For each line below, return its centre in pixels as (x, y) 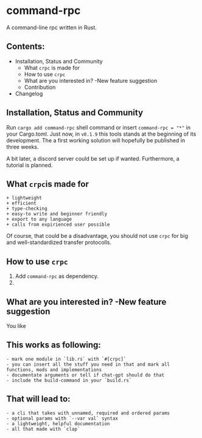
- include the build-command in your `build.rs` (69, 380)
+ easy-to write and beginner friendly (57, 214)
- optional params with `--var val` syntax (62, 418)
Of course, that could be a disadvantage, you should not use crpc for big (97, 236)
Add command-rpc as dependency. (57, 276)
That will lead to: (39, 399)
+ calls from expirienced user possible (58, 225)
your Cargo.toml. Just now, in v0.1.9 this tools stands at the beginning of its (101, 134)
